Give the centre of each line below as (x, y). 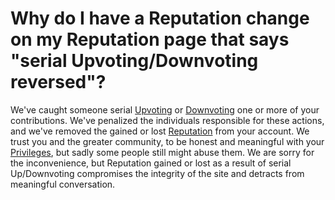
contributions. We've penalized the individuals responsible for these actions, (167, 120)
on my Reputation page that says (150, 39)
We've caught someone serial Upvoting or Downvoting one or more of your (165, 109)
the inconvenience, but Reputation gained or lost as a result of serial (151, 163)
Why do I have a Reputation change (160, 18)
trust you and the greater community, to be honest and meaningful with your (167, 141)
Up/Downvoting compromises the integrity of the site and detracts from (157, 173)
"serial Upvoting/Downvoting (134, 61)
